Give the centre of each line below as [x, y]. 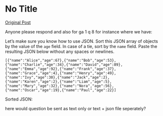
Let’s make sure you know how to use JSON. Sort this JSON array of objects [81, 41]
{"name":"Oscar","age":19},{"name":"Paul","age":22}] [61, 90]
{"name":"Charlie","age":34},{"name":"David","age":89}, [64, 65]
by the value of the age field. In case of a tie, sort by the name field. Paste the [81, 46]
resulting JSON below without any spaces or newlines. [60, 51]
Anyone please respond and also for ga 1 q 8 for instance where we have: [79, 32]
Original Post [18, 22]
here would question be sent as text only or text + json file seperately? [75, 108]
